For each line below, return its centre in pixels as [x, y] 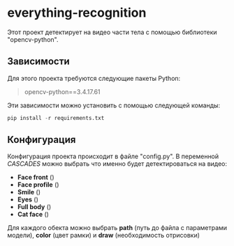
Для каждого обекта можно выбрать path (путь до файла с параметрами [117, 228]
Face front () [36, 177]
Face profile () [38, 185]
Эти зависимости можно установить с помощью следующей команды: [114, 105]
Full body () [34, 207]
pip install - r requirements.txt [56, 118]
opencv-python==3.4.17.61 [62, 91]
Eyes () [28, 199]
